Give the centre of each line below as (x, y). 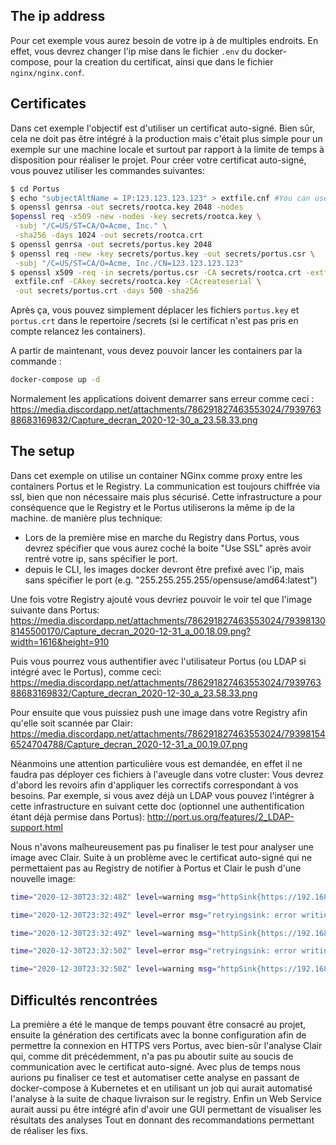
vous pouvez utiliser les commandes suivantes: (107, 170)
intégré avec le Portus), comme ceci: (86, 671)
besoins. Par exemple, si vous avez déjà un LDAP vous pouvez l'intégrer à (162, 795)
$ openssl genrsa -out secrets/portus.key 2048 (111, 244)
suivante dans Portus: (55, 610)
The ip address (58, 16)
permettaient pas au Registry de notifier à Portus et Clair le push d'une (156, 868)
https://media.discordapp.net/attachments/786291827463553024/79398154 (168, 733)
